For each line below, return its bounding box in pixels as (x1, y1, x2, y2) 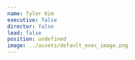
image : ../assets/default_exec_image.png (7, 42, 129, 49)
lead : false (7, 29, 42, 37)
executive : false (7, 17, 57, 23)
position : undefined (7, 36, 67, 43)
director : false (7, 23, 54, 30)
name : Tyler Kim (7, 10, 54, 17)
